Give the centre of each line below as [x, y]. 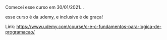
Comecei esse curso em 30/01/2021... [45, 7]
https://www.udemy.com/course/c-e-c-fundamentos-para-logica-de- [89, 26]
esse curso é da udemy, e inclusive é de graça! [54, 17]
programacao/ [20, 32]
